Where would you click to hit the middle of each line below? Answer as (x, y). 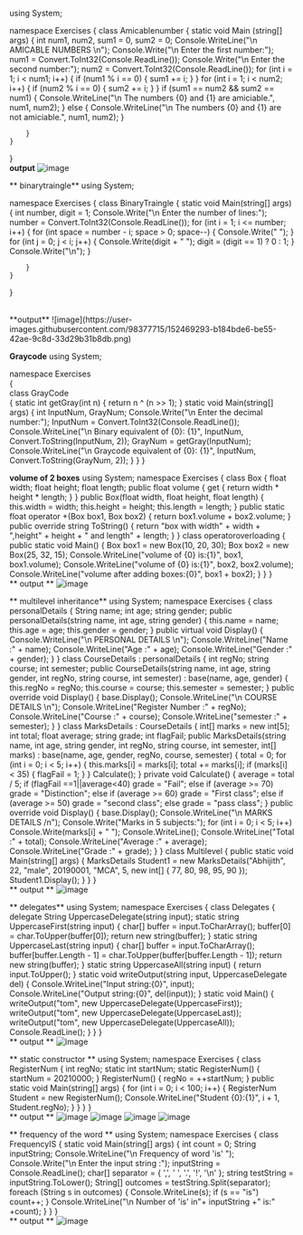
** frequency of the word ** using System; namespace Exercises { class (144, 1134)
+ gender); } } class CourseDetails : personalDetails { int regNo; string (139, 659)
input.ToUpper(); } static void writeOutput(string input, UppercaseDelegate (148, 974)
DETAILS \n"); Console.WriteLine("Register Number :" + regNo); (128, 707)
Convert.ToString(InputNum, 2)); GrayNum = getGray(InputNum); (130, 441)
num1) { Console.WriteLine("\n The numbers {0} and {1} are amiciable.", (142, 98)
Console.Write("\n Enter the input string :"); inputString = (115, 1163)
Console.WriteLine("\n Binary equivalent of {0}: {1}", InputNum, (127, 432)
